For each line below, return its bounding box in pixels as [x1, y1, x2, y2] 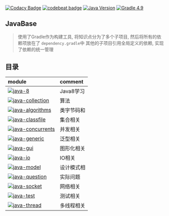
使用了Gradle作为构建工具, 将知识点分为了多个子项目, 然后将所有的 [17, 34, 157, 40]
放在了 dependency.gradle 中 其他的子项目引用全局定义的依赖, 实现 [26, 40, 164, 46]
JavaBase [5, 19, 37, 28]
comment [60, 78, 84, 85]
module [8, 78, 27, 85]
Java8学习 [60, 87, 85, 95]
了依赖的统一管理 [17, 46, 54, 52]
